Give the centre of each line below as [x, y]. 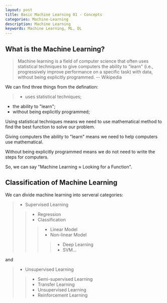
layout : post [19, 10]
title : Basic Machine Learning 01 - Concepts [54, 15]
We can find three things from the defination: [52, 87]
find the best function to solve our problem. [50, 127]
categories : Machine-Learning [37, 19]
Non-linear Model [68, 235]
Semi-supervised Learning [65, 279]
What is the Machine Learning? [55, 49]
